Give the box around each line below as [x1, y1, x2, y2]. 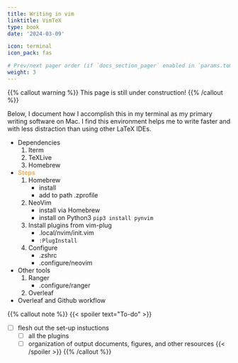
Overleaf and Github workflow [17, 296, 106, 304]
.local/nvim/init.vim [38, 228, 94, 237]
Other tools [17, 266, 51, 275]
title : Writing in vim [7, 10, 74, 18]
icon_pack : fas [7, 50, 52, 57]
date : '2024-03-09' [7, 30, 65, 38]
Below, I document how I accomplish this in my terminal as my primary [7, 109, 212, 117]
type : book [7, 23, 40, 30]
